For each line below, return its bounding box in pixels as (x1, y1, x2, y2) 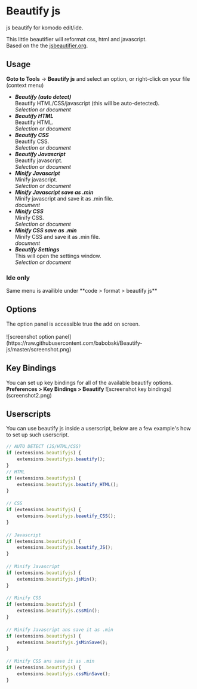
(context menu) (6, 81, 44, 89)
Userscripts (6, 409, 51, 420)
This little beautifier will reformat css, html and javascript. (6, 35, 147, 43)
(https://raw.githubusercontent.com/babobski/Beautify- (6, 339, 143, 347)
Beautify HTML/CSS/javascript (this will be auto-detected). (14, 99, 160, 107)
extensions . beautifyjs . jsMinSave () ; (17, 639, 109, 645)
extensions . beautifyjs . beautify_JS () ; (17, 545, 113, 551)
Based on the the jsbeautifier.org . (6, 42, 88, 49)
